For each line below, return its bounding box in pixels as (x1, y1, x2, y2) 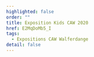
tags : (6, 31, 20, 37)
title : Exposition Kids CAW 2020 (6, 20, 89, 26)
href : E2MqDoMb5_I (6, 25, 51, 31)
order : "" (6, 14, 31, 20)
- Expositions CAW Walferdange (11, 36, 89, 42)
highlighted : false (6, 8, 54, 15)
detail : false (6, 42, 41, 48)
